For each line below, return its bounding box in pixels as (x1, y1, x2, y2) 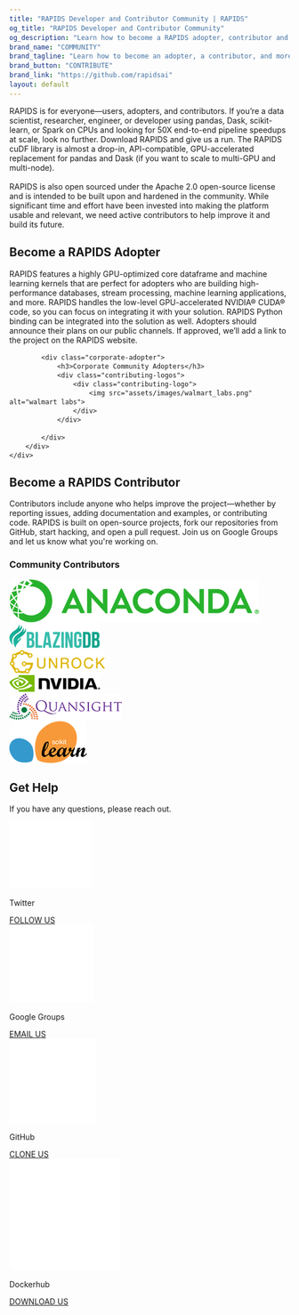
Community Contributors (9, 559, 120, 571)
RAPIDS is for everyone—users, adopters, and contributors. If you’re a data (9, 105, 285, 116)
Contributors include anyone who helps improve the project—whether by (9, 498, 277, 509)
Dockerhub (9, 1279, 51, 1290)
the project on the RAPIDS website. (9, 335, 138, 345)
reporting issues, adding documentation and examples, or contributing (9, 508, 268, 519)
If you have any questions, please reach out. (9, 803, 172, 814)
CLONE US (9, 1149, 49, 1160)
